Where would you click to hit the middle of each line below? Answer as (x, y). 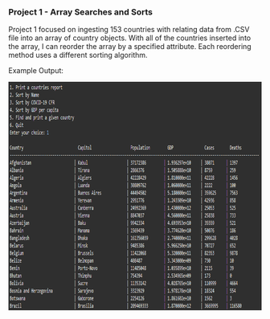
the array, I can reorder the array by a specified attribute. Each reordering (130, 47)
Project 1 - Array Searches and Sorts (80, 12)
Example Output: (36, 71)
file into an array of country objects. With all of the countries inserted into (130, 38)
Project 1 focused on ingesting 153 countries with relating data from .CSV (129, 30)
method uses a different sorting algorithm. (78, 55)
